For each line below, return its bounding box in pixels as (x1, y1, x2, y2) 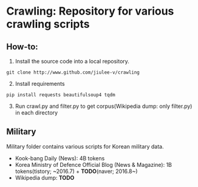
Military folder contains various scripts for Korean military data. (6, 143, 164, 150)
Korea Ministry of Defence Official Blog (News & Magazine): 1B (15, 161, 172, 168)
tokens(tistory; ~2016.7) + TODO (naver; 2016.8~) (15, 168, 138, 175)
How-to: (6, 41, 38, 52)
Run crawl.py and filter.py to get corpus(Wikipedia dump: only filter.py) (15, 102, 193, 110)
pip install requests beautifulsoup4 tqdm (6, 92, 115, 98)
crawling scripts (6, 17, 90, 31)
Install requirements (15, 80, 65, 87)
